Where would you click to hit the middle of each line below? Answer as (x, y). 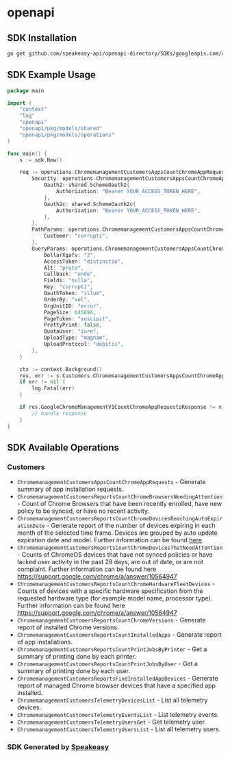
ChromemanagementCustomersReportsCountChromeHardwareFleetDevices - (116, 584)
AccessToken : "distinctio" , (84, 262)
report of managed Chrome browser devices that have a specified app (116, 685)
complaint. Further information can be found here (87, 569)
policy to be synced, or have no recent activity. (83, 511)
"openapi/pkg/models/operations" (67, 135)
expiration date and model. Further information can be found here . (110, 540)
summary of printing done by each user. (74, 671)
